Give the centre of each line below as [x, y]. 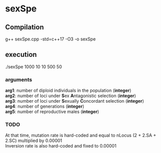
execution [21, 55]
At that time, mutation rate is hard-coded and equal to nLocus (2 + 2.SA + [81, 136]
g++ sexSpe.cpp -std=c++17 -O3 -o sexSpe [51, 39]
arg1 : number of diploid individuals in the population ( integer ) [68, 91]
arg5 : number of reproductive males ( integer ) [52, 112]
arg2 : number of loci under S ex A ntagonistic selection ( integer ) [71, 96]
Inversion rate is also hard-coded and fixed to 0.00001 [61, 146]
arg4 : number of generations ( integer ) [45, 106]
